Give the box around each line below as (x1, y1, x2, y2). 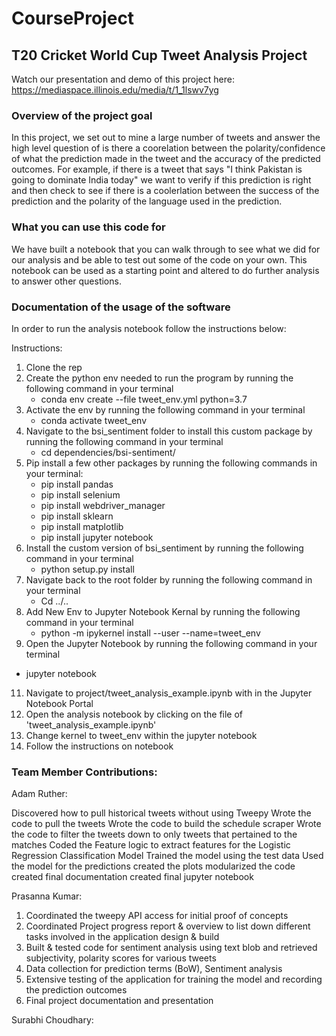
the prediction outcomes (25, 984, 128, 996)
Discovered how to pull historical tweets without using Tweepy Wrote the (11, 807, 312, 819)
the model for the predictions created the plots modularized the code (11, 860, 296, 872)
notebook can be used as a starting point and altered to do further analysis (11, 264, 320, 276)
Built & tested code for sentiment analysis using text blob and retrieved (25, 942, 318, 954)
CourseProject (11, 7, 135, 30)
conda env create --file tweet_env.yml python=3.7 (40, 393, 248, 405)
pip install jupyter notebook (40, 531, 154, 543)
